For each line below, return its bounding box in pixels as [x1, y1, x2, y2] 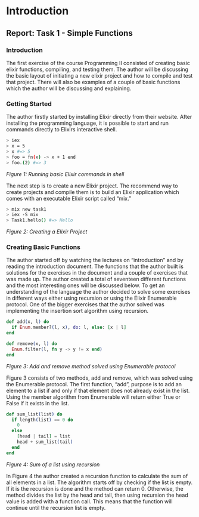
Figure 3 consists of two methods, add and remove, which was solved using [6, 374, 193, 381]
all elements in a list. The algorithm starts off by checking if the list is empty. [6, 479, 193, 486]
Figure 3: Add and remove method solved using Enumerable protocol [6, 362, 176, 370]
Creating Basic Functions [6, 243, 80, 251]
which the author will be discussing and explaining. [6, 85, 132, 92]
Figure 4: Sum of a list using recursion [6, 461, 100, 468]
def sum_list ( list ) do [6, 411, 63, 417]
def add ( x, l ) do [6, 319, 49, 325]
